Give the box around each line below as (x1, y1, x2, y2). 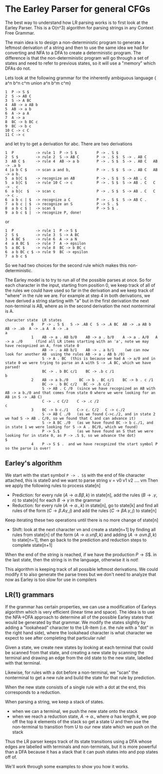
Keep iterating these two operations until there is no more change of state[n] (5, 517, 159, 523)
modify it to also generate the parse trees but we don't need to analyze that (5, 571, 157, 577)
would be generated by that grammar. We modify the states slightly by (5, 619, 146, 625)
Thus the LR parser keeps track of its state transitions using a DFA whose (5, 738, 152, 744)
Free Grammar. (5, 30, 35, 36)
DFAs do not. (5, 65, 31, 71)
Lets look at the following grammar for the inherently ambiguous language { (5, 75, 157, 81)
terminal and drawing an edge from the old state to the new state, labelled (5, 655, 153, 661)
